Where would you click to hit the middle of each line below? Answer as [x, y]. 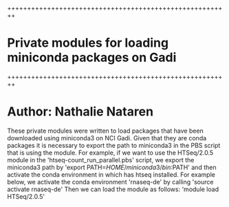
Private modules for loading [88, 43]
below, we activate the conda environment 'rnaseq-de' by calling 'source [110, 182]
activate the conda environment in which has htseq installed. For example [111, 174]
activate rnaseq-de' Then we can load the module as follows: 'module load [113, 189]
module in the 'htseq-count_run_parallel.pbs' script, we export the [101, 160]
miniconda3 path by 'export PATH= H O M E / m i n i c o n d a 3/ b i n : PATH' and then [112, 167]
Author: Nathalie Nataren [80, 112]
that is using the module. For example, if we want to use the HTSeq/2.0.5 [110, 153]
